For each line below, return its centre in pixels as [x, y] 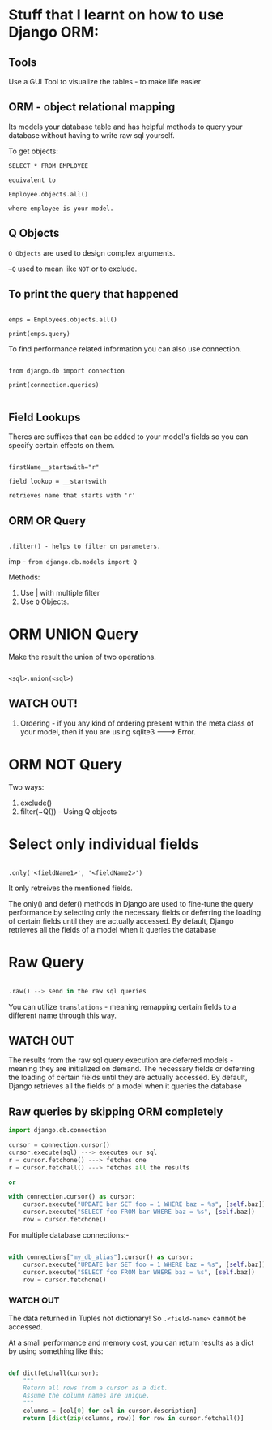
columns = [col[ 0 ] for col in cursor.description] [110, 1411]
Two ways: [26, 787]
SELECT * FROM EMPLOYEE [49, 166]
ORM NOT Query [66, 765]
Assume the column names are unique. [87, 1396]
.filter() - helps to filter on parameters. [85, 547]
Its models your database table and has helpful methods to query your [125, 127]
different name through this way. [63, 1015]
